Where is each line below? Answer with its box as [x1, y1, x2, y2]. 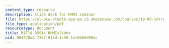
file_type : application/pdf [5, 21, 64, 26]
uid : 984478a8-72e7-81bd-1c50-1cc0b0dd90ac [5, 35, 98, 40]
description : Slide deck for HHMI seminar [5, 12, 96, 17]
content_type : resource [5, 7, 55, 12]
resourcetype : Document [5, 26, 55, 31]
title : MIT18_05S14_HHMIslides [5, 30, 71, 35]
